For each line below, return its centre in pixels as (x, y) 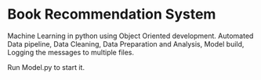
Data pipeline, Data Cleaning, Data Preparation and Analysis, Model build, (126, 43)
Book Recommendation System (112, 14)
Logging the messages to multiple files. (71, 52)
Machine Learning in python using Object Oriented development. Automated (130, 36)
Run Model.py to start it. (46, 67)
